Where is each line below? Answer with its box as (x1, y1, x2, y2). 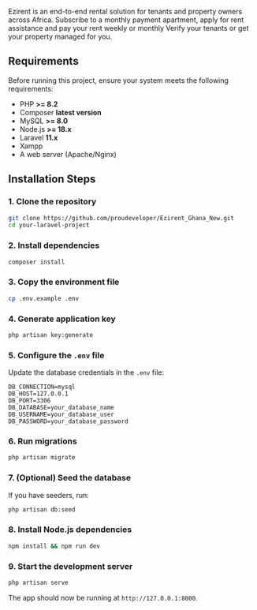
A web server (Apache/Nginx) (19, 149, 117, 159)
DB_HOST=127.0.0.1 (8, 390, 69, 398)
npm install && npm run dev (8, 542, 101, 550)
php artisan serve (8, 578, 69, 586)
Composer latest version (19, 107, 102, 117)
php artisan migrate (8, 454, 76, 462)
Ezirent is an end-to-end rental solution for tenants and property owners (8, 7, 243, 16)
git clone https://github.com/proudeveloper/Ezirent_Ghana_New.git (8, 214, 235, 222)
